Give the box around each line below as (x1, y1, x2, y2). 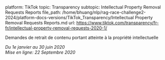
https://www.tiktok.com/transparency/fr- (76, 20, 159, 26)
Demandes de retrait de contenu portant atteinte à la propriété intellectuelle (5, 34, 159, 40)
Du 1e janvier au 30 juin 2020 (5, 44, 65, 50)
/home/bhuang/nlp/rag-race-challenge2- (62, 9, 146, 15)
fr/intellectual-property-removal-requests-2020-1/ (5, 25, 108, 31)
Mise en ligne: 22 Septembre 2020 (5, 49, 76, 55)
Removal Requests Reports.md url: (5, 20, 76, 26)
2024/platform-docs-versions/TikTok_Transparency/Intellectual (5, 15, 134, 20)
